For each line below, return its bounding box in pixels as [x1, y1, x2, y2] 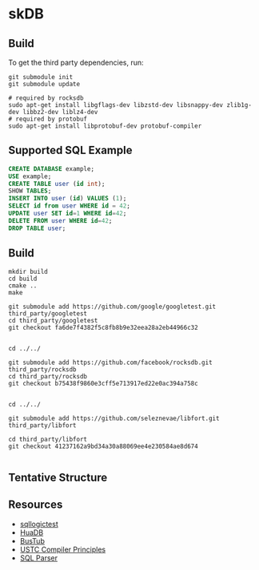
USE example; [8, 172, 52, 180]
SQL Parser [19, 552, 58, 563]
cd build [8, 275, 38, 283]
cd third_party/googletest [8, 316, 98, 324]
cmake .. [8, 281, 38, 290]
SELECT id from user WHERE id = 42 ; [8, 202, 130, 210]
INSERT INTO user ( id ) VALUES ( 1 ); [8, 195, 127, 203]
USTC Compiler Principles [19, 544, 106, 554]
